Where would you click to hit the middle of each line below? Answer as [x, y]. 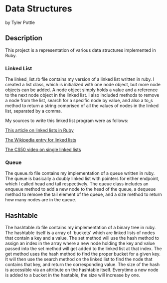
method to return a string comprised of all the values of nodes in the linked [82, 106]
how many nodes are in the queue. [41, 200]
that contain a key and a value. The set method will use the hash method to [82, 238]
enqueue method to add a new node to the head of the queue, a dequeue [81, 189]
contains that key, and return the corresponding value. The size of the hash [83, 265]
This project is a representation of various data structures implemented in [81, 50]
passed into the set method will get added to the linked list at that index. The [83, 249]
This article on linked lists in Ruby [39, 131]
